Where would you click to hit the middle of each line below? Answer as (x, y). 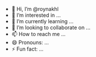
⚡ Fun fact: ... (27, 49)
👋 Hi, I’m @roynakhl (35, 9)
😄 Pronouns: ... (30, 42)
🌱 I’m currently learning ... (42, 21)
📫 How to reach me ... (38, 34)
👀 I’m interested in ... (36, 15)
